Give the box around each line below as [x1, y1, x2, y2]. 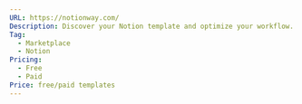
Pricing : [9, 55, 43, 64]
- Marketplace [17, 38, 71, 48]
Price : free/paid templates [9, 80, 116, 90]
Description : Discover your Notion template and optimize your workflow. [9, 22, 295, 31]
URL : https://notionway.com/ [9, 13, 120, 23]
